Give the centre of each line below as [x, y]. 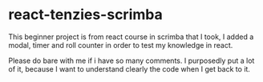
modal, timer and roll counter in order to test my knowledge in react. [121, 45]
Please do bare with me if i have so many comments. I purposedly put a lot [131, 61]
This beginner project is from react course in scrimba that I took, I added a [131, 37]
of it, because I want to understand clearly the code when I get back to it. [129, 68]
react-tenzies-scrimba [85, 15]
